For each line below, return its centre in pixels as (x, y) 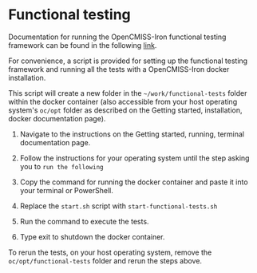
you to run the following (61, 166)
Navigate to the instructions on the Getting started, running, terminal (132, 134)
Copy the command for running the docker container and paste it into (134, 182)
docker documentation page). (57, 118)
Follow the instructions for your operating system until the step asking (134, 158)
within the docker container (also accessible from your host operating (123, 101)
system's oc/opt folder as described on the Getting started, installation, (125, 110)
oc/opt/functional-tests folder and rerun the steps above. (105, 260)
